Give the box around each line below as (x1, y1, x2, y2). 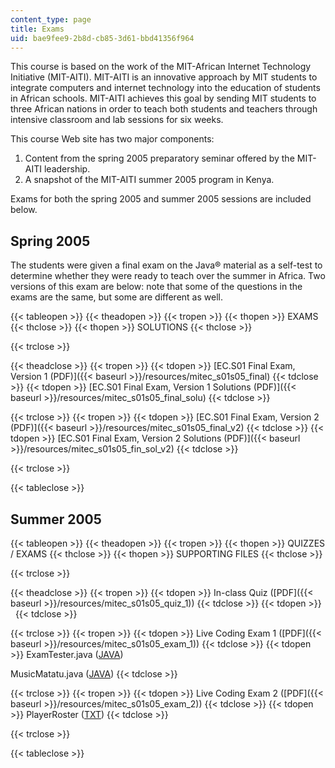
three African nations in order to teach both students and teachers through (10, 103, 318, 115)
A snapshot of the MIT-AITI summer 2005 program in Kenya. (24, 174, 275, 186)
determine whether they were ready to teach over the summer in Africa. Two (10, 270, 326, 282)
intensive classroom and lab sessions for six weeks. (10, 114, 224, 126)
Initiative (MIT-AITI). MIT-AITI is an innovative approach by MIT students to (10, 71, 318, 83)
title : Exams (10, 24, 65, 34)
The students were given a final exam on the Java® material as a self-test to (10, 259, 323, 271)
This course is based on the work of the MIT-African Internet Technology (10, 61, 312, 73)
